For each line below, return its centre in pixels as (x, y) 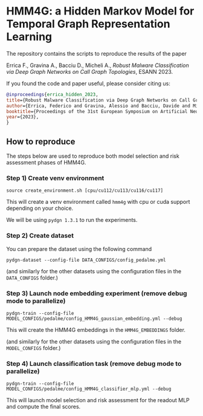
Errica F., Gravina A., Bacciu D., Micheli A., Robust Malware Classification (98, 65)
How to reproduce (41, 141)
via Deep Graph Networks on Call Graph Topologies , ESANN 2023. (90, 71)
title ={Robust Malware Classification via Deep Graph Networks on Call (98, 100)
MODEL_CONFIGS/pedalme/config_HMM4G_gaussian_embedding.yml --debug (94, 319)
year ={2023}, (23, 117)
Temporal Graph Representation (88, 24)
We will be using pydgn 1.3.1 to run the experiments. (72, 220)
